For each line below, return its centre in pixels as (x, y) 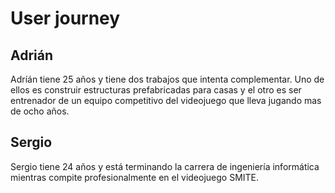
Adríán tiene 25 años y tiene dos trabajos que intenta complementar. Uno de (167, 79)
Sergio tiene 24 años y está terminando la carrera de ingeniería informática (165, 166)
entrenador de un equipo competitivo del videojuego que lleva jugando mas (166, 100)
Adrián (32, 55)
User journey (65, 18)
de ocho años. (40, 111)
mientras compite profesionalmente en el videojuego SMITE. (135, 177)
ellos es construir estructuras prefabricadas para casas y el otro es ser (156, 90)
